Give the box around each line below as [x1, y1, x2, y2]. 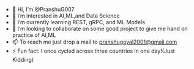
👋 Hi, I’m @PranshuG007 [12, 6, 75, 13]
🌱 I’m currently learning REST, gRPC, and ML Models [12, 19, 146, 25]
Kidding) [12, 56, 34, 63]
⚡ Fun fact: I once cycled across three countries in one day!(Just [12, 47, 176, 54]
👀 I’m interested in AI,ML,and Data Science [12, 12, 120, 19]
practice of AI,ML [12, 31, 56, 39]
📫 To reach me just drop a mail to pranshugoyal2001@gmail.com [12, 38, 177, 45]
